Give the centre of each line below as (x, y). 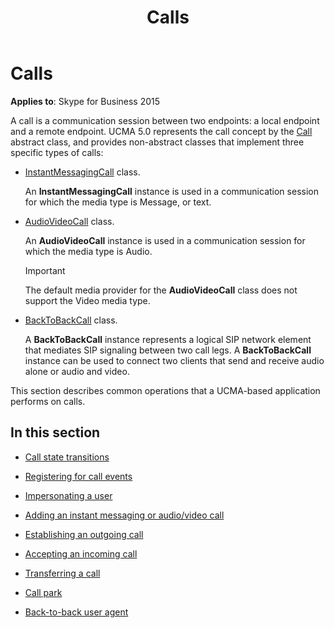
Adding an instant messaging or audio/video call (124, 515)
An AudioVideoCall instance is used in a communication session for (165, 240)
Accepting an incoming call (81, 553)
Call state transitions (67, 457)
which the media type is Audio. (88, 251)
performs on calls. (48, 401)
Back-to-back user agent (76, 612)
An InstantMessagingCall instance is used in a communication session (171, 191)
